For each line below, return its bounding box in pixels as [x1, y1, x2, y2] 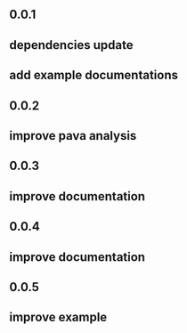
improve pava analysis [9, 128, 137, 143]
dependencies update [9, 37, 134, 53]
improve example [9, 310, 108, 325]
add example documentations [9, 68, 179, 83]
